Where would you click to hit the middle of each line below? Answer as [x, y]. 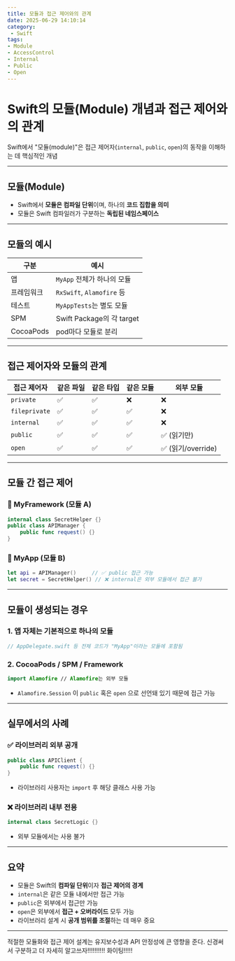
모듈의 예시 [30, 244]
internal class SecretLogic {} [53, 823]
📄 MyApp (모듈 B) [36, 558]
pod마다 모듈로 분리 [86, 332]
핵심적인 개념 [40, 156]
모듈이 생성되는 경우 [48, 610]
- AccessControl [31, 53]
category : [22, 27]
